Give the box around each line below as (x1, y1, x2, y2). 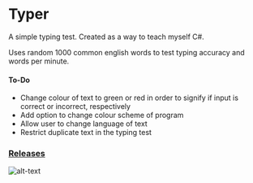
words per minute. (8, 56, 70, 66)
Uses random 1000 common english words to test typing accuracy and (8, 47, 245, 57)
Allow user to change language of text (19, 119, 148, 129)
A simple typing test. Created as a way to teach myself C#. (8, 32, 204, 41)
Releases (8, 148, 46, 159)
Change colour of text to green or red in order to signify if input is (19, 93, 239, 102)
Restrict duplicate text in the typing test (19, 128, 152, 137)
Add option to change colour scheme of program (19, 111, 184, 120)
